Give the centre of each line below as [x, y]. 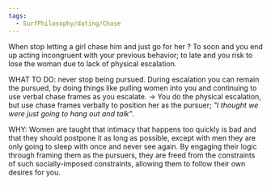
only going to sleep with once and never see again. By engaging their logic [133, 146]
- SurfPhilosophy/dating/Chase [68, 23]
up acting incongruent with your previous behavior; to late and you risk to [131, 55]
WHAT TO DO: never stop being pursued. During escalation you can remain [134, 79]
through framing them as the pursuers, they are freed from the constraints [132, 155]
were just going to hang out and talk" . [72, 113]
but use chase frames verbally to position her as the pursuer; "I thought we [133, 105]
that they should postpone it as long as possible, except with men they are [132, 137]
